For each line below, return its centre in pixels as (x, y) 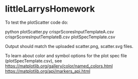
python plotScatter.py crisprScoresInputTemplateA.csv (60, 32)
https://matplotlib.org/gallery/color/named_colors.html (59, 66)
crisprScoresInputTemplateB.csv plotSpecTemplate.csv (60, 37)
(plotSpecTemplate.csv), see (33, 61)
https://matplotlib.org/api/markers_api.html (48, 71)
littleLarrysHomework (50, 9)
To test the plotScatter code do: (37, 22)
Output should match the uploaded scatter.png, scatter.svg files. (69, 46)
